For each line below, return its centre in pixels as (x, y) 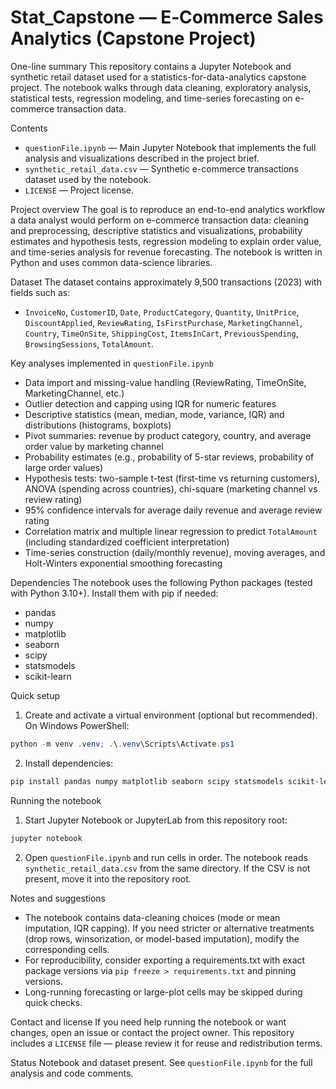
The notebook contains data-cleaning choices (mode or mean (152, 917)
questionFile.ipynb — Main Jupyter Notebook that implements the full (170, 147)
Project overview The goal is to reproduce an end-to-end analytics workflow (168, 209)
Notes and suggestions (58, 898)
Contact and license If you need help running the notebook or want (148, 1022)
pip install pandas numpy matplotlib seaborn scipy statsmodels (147, 781)
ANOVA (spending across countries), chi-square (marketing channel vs (171, 488)
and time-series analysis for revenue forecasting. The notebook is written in (166, 252)
